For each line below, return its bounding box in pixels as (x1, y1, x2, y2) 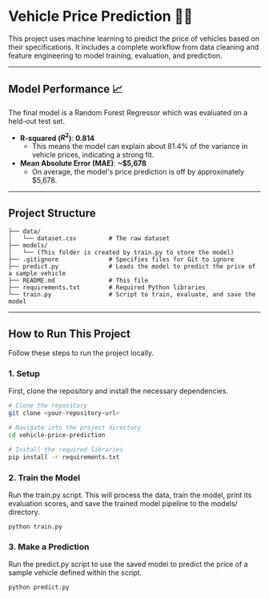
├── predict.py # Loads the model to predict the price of (8, 263, 256, 271)
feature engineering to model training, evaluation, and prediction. (8, 50, 223, 60)
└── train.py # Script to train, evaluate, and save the (8, 291, 256, 299)
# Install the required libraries (8, 445, 124, 453)
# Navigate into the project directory (8, 424, 142, 432)
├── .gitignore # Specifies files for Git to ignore (8, 255, 235, 263)
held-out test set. (8, 116, 66, 126)
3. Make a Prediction (8, 541, 90, 552)
